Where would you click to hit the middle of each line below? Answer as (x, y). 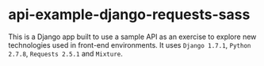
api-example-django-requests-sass (129, 15)
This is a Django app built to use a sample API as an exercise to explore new (132, 37)
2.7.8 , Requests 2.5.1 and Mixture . (65, 53)
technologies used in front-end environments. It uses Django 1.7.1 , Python (130, 45)
